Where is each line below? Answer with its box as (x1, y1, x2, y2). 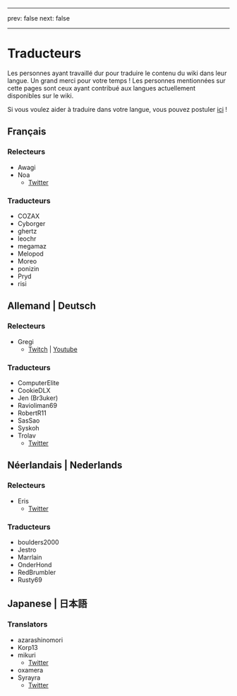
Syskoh (17, 423, 40, 432)
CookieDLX (17, 386, 51, 394)
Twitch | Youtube (28, 345, 78, 353)
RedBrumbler (17, 568, 56, 576)
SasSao (17, 416, 40, 425)
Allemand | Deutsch (7, 300, 97, 312)
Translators (7, 620, 48, 629)
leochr (17, 234, 37, 243)
